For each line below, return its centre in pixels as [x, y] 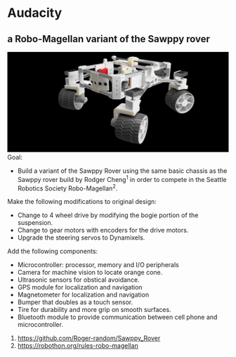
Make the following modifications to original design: [82, 202]
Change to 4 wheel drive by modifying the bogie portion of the [108, 215]
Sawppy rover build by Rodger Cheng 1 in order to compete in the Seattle [122, 178]
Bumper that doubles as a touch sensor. [75, 302]
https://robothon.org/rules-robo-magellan [78, 346]
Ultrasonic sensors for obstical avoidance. [79, 280]
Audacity [35, 13]
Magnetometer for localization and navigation [83, 295]
